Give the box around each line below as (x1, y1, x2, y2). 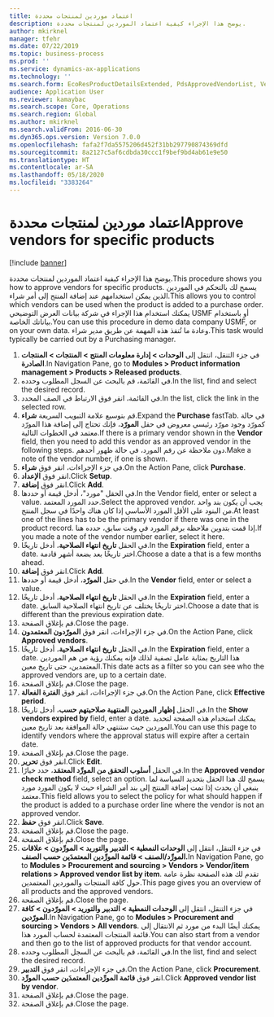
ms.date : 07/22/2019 (9, 42, 80, 50)
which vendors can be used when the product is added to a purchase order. (9, 299, 263, 309)
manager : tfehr (9, 34, 61, 43)
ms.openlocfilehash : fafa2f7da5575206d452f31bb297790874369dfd (9, 140, 228, 149)
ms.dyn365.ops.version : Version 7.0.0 (9, 133, 141, 141)
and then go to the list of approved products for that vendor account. (20, 938, 252, 948)
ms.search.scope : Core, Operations (9, 103, 130, 111)
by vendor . (20, 981, 59, 991)
